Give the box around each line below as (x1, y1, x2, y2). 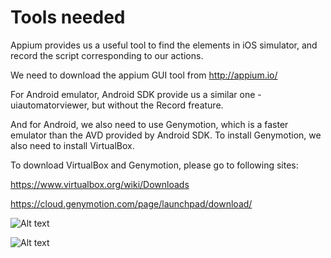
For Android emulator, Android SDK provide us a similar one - (10, 88, 262, 100)
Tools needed (10, 6, 126, 29)
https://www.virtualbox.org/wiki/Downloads (10, 178, 190, 190)
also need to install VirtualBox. (10, 139, 135, 151)
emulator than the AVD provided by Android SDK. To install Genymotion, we (10, 129, 322, 141)
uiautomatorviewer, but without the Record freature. (10, 99, 224, 111)
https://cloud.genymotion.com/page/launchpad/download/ (10, 197, 253, 210)
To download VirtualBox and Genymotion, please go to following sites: (10, 159, 299, 171)
